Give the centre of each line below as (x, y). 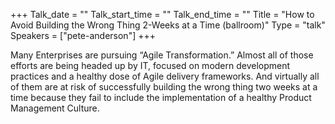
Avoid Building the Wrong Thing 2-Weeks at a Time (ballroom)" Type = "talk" (168, 25)
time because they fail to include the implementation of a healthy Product (161, 97)
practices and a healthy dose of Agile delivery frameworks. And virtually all (165, 76)
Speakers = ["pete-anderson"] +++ (83, 35)
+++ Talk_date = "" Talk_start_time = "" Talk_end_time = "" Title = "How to (162, 14)
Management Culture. (55, 108)
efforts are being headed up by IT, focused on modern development (150, 65)
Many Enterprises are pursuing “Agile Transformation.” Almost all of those (162, 55)
